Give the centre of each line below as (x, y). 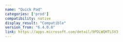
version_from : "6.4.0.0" (30, 28)
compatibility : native (28, 18)
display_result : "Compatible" (36, 23)
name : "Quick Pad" (24, 9)
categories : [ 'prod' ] (27, 14)
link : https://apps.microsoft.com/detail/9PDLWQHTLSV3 (62, 32)
